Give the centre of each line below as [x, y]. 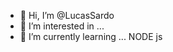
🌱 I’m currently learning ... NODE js [91, 36]
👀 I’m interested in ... [62, 26]
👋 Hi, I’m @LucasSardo [67, 15]
